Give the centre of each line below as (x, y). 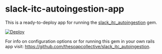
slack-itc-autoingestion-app (65, 9)
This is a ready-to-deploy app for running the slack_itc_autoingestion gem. (81, 22)
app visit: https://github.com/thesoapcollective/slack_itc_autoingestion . (78, 46)
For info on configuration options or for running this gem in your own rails (80, 41)
